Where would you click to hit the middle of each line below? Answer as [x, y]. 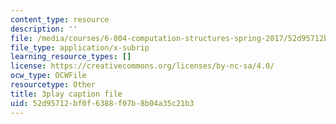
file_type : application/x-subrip [80, 47]
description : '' [44, 29]
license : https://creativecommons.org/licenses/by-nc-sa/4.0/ [142, 66]
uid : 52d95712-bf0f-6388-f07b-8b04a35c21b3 [102, 103]
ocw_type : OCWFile [48, 76]
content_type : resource [60, 19]
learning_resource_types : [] [71, 57]
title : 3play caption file [66, 94]
